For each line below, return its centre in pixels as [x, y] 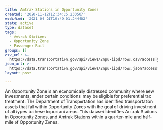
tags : [10, 32]
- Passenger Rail [27, 46]
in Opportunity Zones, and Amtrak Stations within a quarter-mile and [73, 117]
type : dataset [19, 28]
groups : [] [16, 50]
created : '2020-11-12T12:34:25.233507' [45, 14]
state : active [19, 23]
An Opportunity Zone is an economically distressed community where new [80, 91]
